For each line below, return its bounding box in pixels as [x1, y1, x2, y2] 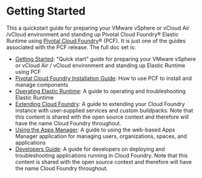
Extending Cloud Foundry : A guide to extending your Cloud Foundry [15, 100, 185, 107]
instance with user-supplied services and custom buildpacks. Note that [15, 107, 194, 114]
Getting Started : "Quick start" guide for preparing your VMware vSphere [15, 55, 196, 62]
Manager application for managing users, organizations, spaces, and [15, 132, 187, 140]
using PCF [15, 68, 41, 75]
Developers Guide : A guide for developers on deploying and [15, 145, 165, 153]
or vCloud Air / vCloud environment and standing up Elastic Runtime [15, 62, 186, 69]
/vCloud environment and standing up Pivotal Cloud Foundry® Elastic [6, 30, 179, 38]
